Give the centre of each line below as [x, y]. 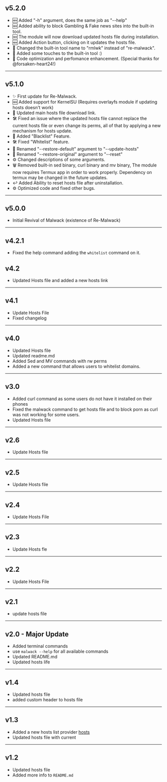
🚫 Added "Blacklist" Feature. [42, 136]
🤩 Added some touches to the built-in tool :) [57, 53]
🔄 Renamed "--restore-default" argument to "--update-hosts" [76, 149]
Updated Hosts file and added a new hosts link [60, 281]
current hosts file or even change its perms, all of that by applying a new [86, 125]
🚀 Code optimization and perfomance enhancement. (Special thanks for [86, 58]
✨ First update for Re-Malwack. [44, 96]
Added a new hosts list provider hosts [51, 732]
